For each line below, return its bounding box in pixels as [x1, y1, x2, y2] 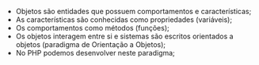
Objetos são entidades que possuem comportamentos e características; [15, 7, 252, 16]
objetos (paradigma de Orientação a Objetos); [15, 40, 166, 49]
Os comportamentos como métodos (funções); [15, 23, 169, 32]
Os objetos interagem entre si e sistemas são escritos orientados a [15, 31, 234, 41]
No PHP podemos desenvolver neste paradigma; [15, 49, 176, 57]
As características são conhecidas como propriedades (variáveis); [15, 15, 232, 24]
